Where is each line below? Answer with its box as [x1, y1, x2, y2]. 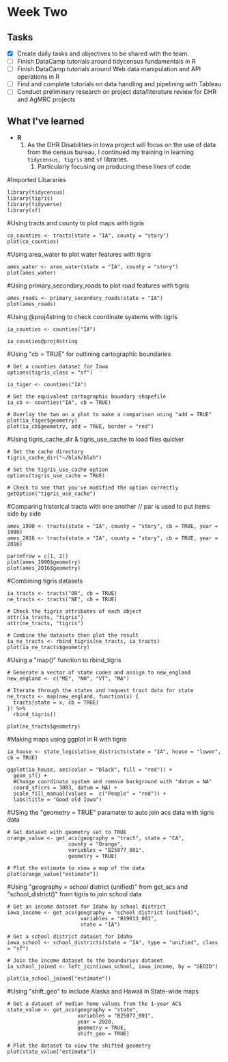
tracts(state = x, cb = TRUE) [13, 699, 99, 706]
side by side [7, 509, 42, 518]
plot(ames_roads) [7, 301, 57, 308]
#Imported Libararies [7, 176, 66, 184]
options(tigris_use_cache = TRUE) [7, 472, 106, 479]
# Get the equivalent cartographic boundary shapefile [7, 393, 167, 401]
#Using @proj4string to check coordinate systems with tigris [7, 313, 177, 321]
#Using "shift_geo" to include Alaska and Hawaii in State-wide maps [7, 987, 199, 996]
